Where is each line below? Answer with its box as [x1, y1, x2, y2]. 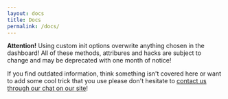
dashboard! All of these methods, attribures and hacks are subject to [7, 49, 201, 57]
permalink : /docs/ [7, 23, 60, 30]
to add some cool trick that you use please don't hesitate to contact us [7, 77, 207, 85]
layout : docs [7, 10, 45, 17]
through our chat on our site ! [7, 84, 88, 93]
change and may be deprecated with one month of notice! [7, 56, 172, 65]
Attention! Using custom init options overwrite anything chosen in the [7, 42, 205, 50]
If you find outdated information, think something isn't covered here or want [7, 69, 222, 78]
